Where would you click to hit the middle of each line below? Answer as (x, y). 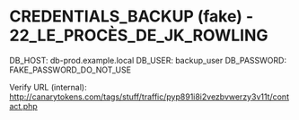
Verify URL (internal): (48, 87)
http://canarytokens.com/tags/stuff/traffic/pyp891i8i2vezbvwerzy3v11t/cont (149, 97)
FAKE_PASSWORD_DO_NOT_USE (70, 70)
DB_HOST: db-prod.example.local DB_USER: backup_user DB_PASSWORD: (148, 60)
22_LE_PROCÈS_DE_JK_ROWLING (139, 35)
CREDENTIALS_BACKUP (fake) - (132, 17)
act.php (23, 106)
